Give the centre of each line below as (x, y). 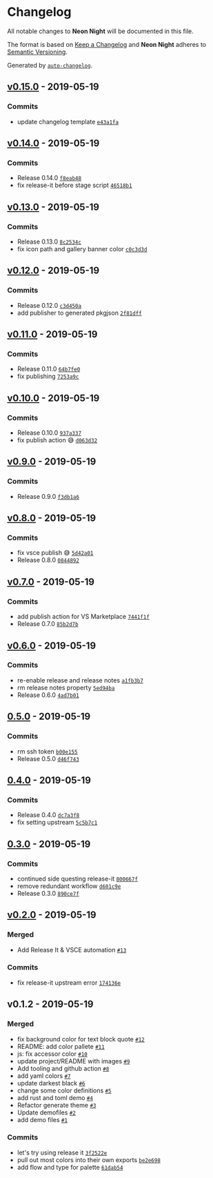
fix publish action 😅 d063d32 (57, 440)
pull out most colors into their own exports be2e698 (89, 1159)
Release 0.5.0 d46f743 (48, 758)
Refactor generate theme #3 (57, 1105)
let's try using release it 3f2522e (62, 1152)
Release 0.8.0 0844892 (48, 560)
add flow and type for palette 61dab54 (70, 1167)
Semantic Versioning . (37, 52)
